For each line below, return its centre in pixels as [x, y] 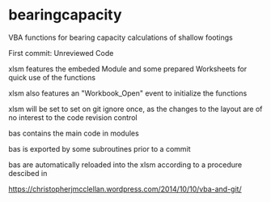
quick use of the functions [52, 77]
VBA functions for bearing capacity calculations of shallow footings [121, 37]
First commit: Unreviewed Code [61, 53]
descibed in [28, 173]
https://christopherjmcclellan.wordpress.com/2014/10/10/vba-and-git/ [125, 189]
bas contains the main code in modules [74, 133]
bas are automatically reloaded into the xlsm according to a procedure [125, 165]
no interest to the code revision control [73, 117]
